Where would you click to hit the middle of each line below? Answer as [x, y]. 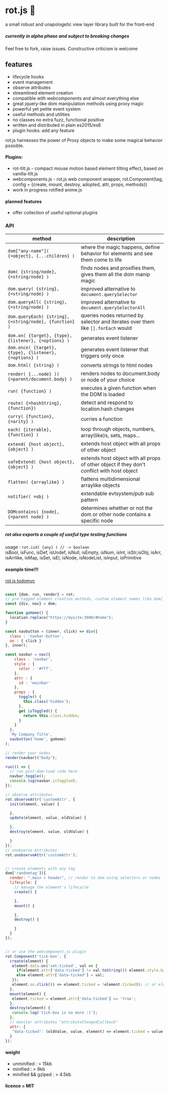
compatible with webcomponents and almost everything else [76, 98]
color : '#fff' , [35, 669]
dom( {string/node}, [32, 272]
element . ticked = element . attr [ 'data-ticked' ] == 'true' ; [74, 999]
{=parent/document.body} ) [40, 379]
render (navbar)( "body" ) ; [31, 757]
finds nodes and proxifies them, [118, 268]
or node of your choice [108, 380]
